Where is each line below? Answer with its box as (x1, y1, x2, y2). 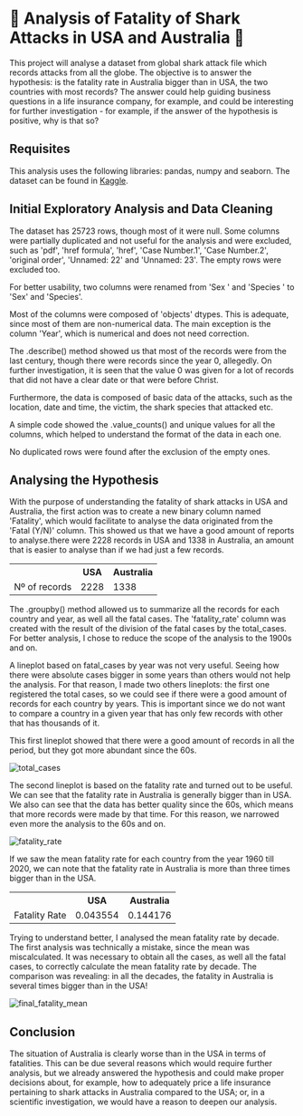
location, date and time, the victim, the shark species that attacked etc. (9, 401, 274, 412)
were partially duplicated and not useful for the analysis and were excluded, (9, 235, 292, 245)
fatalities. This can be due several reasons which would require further (9, 1058, 273, 1069)
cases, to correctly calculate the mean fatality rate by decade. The (9, 961, 258, 972)
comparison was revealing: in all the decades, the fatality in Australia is (9, 971, 274, 982)
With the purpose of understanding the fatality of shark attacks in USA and (9, 496, 288, 507)
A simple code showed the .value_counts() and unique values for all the (9, 418, 276, 429)
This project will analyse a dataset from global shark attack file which (9, 57, 268, 68)
